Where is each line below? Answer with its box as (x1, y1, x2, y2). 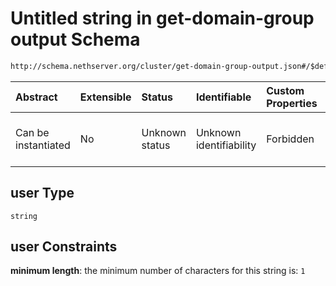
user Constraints (10, 238, 118, 256)
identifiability (195, 138, 257, 152)
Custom (266, 83, 305, 97)
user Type (10, 185, 75, 202)
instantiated (15, 138, 71, 152)
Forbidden (266, 132, 315, 146)
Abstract (15, 90, 58, 104)
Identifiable (195, 90, 252, 104)
